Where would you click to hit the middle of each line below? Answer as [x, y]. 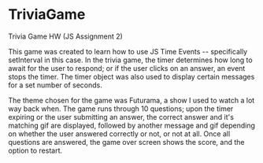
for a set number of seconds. [55, 85]
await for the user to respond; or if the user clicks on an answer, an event [127, 68]
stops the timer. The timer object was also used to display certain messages [131, 76]
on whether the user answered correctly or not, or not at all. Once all [119, 133]
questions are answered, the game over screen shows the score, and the [126, 142]
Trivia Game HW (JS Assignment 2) [66, 36]
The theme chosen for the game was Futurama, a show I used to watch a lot [131, 100]
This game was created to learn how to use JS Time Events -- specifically [128, 51]
